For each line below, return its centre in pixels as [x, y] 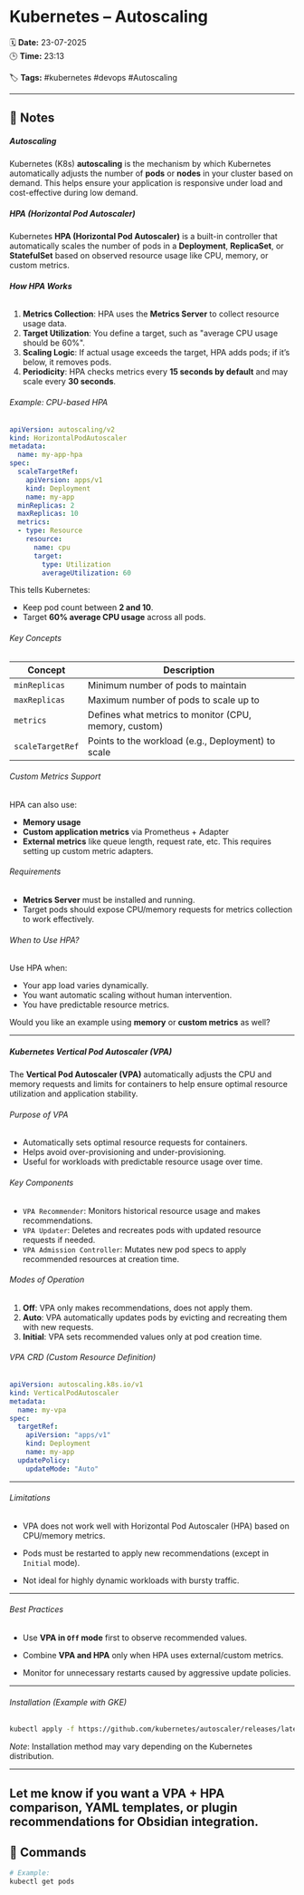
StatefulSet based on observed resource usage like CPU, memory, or [139, 256]
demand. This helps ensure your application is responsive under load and [146, 183]
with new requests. [58, 1326]
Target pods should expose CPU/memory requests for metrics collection [157, 909]
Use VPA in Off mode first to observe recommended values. [134, 1637]
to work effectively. [58, 919]
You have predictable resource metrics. [96, 1005]
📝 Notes [32, 118]
